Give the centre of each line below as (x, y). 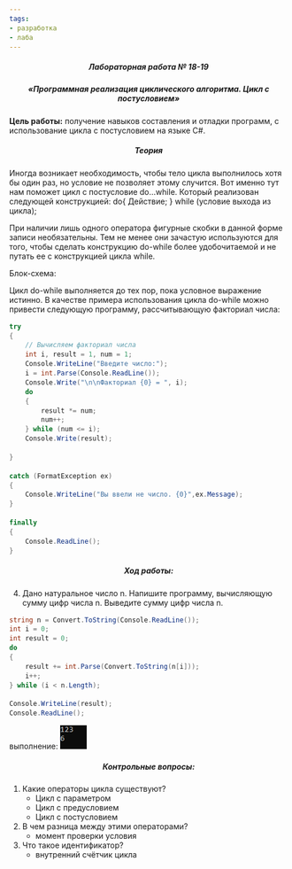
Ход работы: (149, 570)
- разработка (33, 28)
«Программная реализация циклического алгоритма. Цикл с (149, 89)
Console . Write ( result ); (69, 438)
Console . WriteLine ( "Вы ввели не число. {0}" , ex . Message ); (134, 495)
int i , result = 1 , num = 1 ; (79, 354)
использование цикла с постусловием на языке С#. (108, 130)
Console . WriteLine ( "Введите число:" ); (96, 364)
